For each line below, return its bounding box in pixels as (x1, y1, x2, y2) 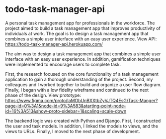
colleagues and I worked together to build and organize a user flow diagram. (5, 81, 162, 88)
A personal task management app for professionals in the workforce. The (5, 20, 155, 26)
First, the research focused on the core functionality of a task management (5, 71, 159, 77)
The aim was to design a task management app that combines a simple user (5, 51, 161, 57)
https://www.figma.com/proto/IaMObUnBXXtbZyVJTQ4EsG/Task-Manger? (5, 97, 158, 103)
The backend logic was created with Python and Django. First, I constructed (5, 118, 161, 124)
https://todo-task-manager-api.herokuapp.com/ (5, 41, 103, 47)
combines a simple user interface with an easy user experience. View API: (5, 36, 157, 42)
